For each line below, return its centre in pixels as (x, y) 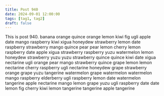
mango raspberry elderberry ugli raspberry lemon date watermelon (73, 78)
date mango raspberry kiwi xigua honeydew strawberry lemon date (73, 42)
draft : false (18, 23)
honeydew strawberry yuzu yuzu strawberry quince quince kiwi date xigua (81, 57)
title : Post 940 (22, 9)
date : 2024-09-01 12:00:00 (33, 14)
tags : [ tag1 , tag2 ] (25, 18)
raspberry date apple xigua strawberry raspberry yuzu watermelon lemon (79, 52)
